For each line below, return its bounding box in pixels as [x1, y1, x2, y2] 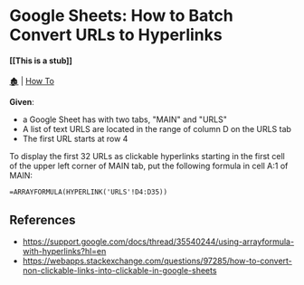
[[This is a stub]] [9, 55, 72, 66]
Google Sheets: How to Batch [9, 5, 233, 26]
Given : [9, 97, 34, 108]
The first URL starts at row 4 [22, 133, 128, 145]
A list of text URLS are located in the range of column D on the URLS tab [22, 124, 292, 135]
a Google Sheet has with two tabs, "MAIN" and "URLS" [22, 114, 228, 125]
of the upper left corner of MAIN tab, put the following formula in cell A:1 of [9, 160, 289, 172]
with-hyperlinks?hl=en [22, 246, 107, 257]
